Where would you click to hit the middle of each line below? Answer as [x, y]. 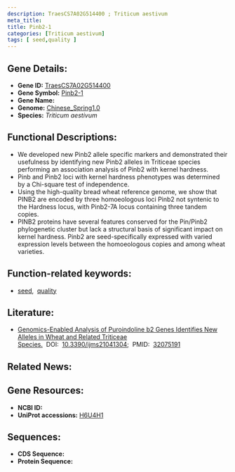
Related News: [40, 366]
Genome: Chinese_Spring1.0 [59, 108]
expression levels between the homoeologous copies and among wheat [121, 244]
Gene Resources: [46, 391]
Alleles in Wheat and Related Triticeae [72, 337]
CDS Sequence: [41, 454]
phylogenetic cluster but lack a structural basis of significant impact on [120, 229]
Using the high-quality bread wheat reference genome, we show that [117, 191]
